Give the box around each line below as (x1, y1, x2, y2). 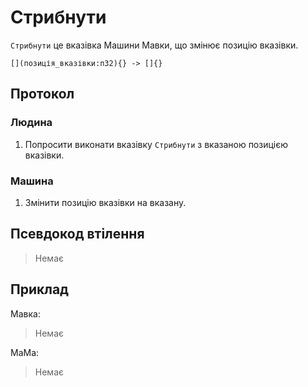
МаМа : (10, 346, 40, 358)
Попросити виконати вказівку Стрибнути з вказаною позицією (24, 138, 289, 150)
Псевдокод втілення (10, 226, 145, 243)
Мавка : (10, 307, 41, 320)
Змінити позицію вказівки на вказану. (24, 196, 187, 208)
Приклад (10, 281, 69, 298)
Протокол (10, 86, 75, 103)
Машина (10, 174, 54, 188)
